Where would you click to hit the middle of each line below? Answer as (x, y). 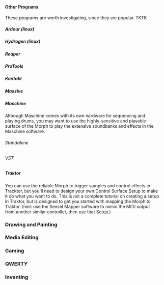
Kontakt (14, 79)
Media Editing (22, 237)
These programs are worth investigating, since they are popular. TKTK (76, 18)
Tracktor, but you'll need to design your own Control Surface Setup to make (82, 191)
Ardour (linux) (20, 29)
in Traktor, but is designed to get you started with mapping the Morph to (78, 201)
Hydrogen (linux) (23, 41)
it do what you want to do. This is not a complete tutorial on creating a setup (82, 196)
